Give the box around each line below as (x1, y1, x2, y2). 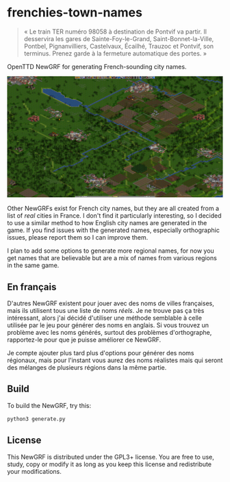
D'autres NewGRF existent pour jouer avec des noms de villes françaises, (7, 299, 214, 307)
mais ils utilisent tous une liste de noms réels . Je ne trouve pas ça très (7, 307, 205, 315)
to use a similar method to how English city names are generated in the (7, 219, 207, 227)
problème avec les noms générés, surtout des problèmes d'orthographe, (7, 329, 212, 337)
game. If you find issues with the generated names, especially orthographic (7, 226, 220, 234)
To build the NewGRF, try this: (7, 401, 91, 409)
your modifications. (7, 467, 62, 475)
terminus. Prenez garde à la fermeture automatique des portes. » (23, 49, 207, 58)
